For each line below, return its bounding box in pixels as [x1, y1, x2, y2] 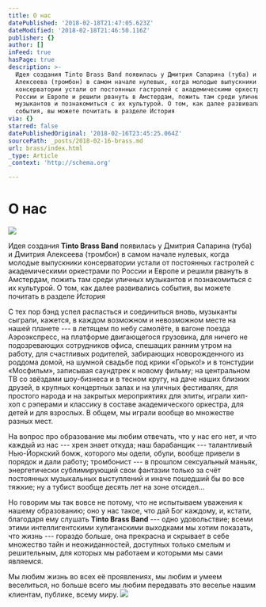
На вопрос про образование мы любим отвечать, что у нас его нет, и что [8, 432, 257, 441]
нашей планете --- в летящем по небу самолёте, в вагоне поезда [8, 324, 231, 334]
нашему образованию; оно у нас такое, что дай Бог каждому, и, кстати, [8, 506, 252, 516]
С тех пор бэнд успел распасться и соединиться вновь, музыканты [8, 307, 237, 317]
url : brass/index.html [8, 144, 83, 152]
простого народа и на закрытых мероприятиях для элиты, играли [8, 391, 231, 401]
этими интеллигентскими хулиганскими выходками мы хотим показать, [8, 523, 253, 533]
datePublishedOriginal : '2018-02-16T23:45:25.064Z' [8, 129, 182, 137]
